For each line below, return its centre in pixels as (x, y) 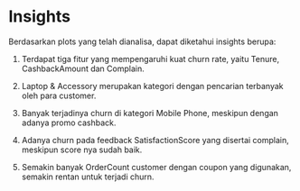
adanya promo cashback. (69, 123)
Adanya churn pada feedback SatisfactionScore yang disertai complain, (155, 140)
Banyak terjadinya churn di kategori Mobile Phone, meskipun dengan (150, 113)
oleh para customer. (59, 95)
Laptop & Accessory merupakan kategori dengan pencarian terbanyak (152, 86)
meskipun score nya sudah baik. (82, 150)
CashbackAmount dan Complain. (83, 68)
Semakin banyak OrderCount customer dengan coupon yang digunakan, (156, 167)
